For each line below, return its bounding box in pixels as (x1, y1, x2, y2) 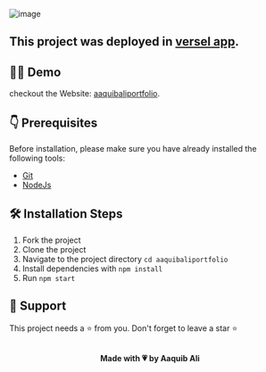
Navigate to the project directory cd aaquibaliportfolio (21, 253, 229, 264)
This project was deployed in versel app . (9, 34, 239, 49)
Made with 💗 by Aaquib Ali (100, 352, 200, 363)
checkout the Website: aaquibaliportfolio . (9, 88, 161, 99)
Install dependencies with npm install (21, 263, 163, 274)
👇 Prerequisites (9, 115, 98, 130)
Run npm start (21, 272, 76, 283)
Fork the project (21, 235, 82, 245)
